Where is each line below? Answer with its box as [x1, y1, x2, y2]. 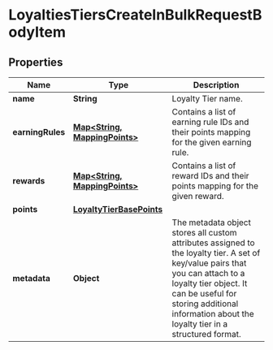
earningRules [12, 127, 66, 137]
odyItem [8, 23, 67, 41]
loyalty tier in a [171, 318, 228, 330]
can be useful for [171, 288, 237, 299]
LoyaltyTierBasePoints [72, 204, 163, 214]
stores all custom [171, 227, 237, 238]
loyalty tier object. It [171, 278, 248, 289]
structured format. [171, 329, 241, 339]
